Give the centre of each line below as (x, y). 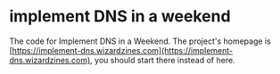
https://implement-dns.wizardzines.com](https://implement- (123, 50)
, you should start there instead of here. (163, 60)
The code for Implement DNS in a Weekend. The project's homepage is (140, 41)
